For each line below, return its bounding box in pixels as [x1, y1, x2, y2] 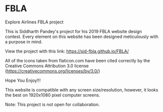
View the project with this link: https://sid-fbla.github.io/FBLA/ [5, 48, 129, 54]
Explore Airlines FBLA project [5, 19, 64, 25]
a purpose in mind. [5, 38, 43, 44]
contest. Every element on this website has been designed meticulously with [5, 34, 159, 39]
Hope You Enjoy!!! [5, 77, 41, 83]
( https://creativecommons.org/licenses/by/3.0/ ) [5, 68, 101, 74]
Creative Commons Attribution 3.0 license [5, 63, 89, 69]
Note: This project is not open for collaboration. [5, 101, 100, 107]
